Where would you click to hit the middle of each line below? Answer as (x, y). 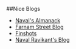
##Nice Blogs (23, 9)
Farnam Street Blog (39, 27)
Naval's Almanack (38, 20)
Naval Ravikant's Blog (42, 40)
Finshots (26, 33)
